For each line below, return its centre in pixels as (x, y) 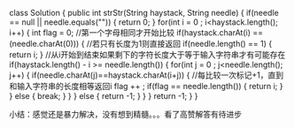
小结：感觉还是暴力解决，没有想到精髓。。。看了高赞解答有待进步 (125, 114)
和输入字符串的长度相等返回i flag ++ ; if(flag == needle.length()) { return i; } (146, 86)
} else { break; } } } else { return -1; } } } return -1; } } (104, 96)
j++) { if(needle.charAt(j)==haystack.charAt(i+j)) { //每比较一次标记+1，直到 (147, 75)
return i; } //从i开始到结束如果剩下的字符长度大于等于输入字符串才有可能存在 (147, 55)
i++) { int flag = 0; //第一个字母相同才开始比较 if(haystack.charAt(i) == (136, 33)
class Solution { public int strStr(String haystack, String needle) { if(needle (144, 13)
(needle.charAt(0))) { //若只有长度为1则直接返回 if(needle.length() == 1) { (141, 44)
